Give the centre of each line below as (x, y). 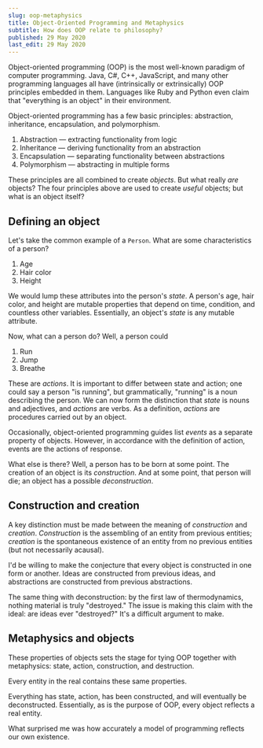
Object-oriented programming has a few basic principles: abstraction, (121, 116)
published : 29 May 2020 (47, 37)
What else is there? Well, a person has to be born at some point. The (119, 464)
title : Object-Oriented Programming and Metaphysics (96, 23)
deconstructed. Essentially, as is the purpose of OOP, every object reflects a (131, 705)
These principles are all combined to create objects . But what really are (123, 180)
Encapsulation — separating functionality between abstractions (122, 156)
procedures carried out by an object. (68, 417)
